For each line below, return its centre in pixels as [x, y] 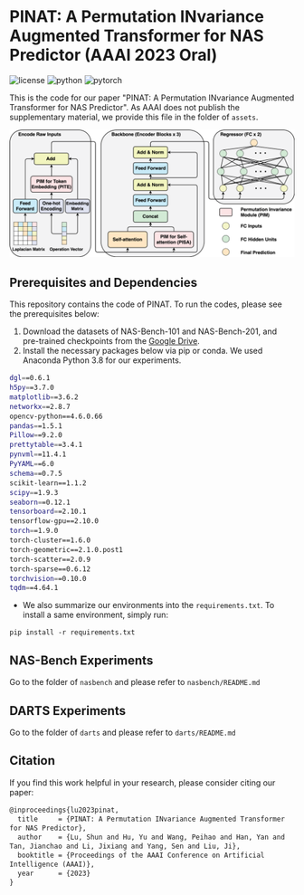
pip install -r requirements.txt [72, 633]
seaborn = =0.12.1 [40, 502]
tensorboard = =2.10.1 [48, 512]
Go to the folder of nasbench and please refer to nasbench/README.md [135, 682]
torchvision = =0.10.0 [48, 578]
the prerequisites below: [54, 314]
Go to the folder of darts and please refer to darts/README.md [123, 732]
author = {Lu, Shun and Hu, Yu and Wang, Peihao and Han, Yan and [151, 837]
